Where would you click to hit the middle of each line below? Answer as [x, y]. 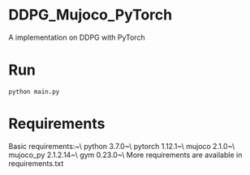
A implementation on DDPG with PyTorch [77, 37]
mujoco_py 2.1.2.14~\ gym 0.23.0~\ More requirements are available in [125, 155]
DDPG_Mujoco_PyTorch [91, 15]
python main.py [34, 92]
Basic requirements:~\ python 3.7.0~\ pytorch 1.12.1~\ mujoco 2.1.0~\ [122, 146]
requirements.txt [36, 163]
